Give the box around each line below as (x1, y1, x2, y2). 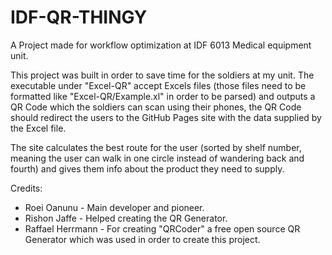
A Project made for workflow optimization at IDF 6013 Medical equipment (10, 39, 312, 51)
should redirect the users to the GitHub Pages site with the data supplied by (10, 111, 322, 123)
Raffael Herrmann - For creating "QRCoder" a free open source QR (24, 222, 301, 235)
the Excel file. (10, 122, 67, 134)
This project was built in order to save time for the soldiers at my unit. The (10, 69, 315, 81)
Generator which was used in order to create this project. (24, 233, 261, 245)
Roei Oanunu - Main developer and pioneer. (24, 201, 205, 213)
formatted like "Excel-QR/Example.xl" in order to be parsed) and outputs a (10, 90, 316, 102)
